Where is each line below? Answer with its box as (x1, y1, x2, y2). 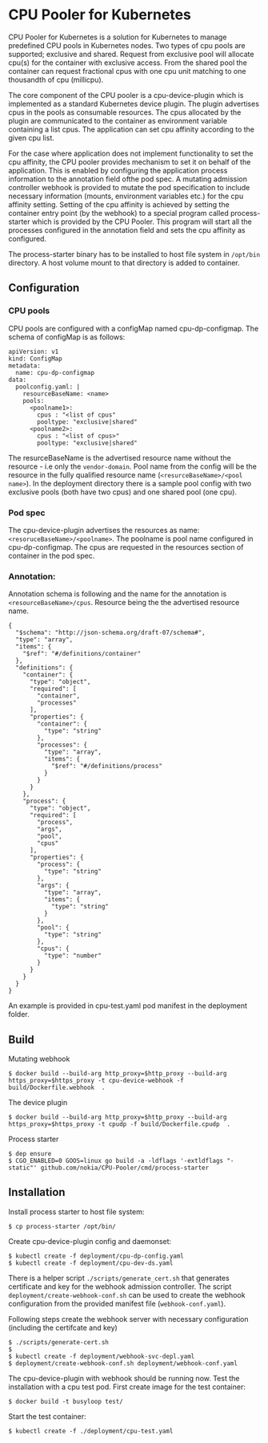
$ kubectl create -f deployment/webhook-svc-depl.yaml (8, 1352, 195, 1360)
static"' (8, 1164, 38, 1173)
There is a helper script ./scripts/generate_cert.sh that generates (8, 1273, 230, 1282)
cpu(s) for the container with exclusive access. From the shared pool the (8, 58, 248, 67)
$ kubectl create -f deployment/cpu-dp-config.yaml (8, 1252, 184, 1260)
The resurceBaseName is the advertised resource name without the (8, 453, 232, 462)
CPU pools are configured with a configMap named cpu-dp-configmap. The (8, 323, 259, 333)
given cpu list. (8, 132, 54, 142)
